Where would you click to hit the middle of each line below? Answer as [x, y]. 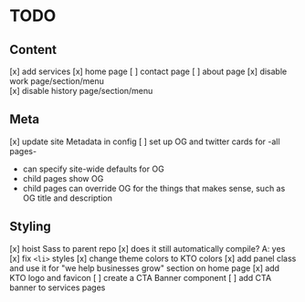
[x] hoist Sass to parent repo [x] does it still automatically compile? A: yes [147, 248]
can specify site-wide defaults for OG [93, 169]
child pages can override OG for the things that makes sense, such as [154, 188]
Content [33, 50]
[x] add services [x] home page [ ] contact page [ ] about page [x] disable [148, 71]
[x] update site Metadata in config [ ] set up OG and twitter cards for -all [145, 141]
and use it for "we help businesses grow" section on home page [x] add [145, 268]
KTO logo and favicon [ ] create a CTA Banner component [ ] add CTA [141, 277]
